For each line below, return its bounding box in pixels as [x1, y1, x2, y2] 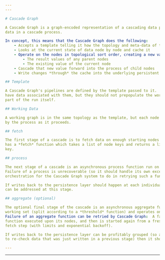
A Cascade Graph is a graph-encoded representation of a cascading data [5, 25, 157, 30]
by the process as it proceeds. [5, 120, 71, 125]
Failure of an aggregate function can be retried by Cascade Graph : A [5, 214, 155, 219]
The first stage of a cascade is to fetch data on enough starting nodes [5, 137, 160, 143]
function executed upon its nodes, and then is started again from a [5, 219, 151, 224]
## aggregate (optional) [5, 196, 56, 201]
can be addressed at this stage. [5, 187, 74, 192]
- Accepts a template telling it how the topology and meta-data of [14, 43, 157, 48]
